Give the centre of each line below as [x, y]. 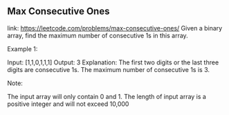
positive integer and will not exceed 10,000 [68, 104]
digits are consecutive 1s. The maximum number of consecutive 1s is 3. [108, 69]
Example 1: [22, 48]
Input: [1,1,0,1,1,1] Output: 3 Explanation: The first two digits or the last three [113, 62]
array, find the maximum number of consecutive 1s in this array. [98, 35]
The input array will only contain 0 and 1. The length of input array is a [107, 96]
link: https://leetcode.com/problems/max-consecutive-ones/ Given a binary [115, 28]
